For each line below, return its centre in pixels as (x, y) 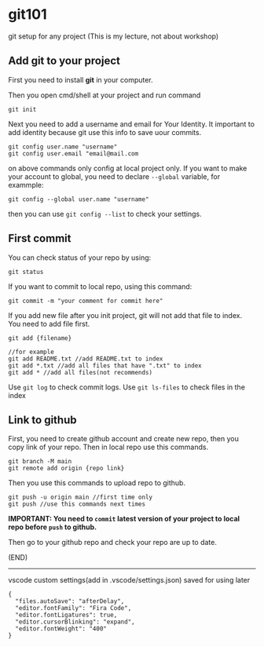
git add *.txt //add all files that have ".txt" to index (105, 366)
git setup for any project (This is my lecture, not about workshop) (114, 36)
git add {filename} (40, 338)
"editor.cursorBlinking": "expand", (75, 622)
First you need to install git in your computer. (81, 79)
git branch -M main (40, 462)
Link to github (42, 420)
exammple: (26, 185)
